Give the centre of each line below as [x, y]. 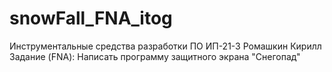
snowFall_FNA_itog [91, 18]
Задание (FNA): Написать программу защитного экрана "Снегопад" [155, 56]
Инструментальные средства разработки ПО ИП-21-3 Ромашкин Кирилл [165, 46]
